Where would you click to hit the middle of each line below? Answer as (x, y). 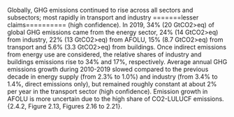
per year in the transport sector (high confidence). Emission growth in (108, 91)
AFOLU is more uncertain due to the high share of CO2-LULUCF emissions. (116, 99)
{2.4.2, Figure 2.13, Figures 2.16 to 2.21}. (65, 106)
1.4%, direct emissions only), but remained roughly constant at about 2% (112, 84)
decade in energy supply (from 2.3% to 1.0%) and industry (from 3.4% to (112, 77)
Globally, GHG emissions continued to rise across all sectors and (100, 10)
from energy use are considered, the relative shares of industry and (104, 54)
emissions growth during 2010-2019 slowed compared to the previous (108, 69)
